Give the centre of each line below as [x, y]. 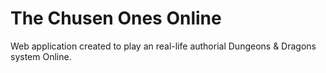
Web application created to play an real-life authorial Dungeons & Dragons [163, 46]
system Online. [41, 56]
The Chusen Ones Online [116, 18]
